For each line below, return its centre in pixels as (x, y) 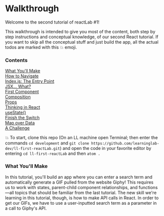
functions (148, 187)
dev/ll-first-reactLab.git (33, 149)
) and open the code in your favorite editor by (105, 148)
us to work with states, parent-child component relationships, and (71, 187)
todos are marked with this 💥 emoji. (41, 47)
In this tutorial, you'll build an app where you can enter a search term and (79, 177)
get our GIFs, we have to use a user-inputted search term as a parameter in (81, 203)
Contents (16, 60)
